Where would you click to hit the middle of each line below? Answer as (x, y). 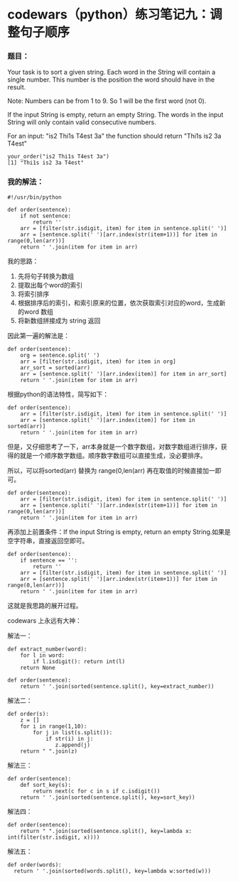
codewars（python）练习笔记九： (109, 15)
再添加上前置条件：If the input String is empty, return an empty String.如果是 (119, 532)
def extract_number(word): (47, 649)
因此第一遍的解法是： (38, 335)
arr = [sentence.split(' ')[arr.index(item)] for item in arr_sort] (124, 374)
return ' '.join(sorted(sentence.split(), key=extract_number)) (117, 686)
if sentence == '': (49, 560)
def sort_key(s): (46, 785)
